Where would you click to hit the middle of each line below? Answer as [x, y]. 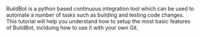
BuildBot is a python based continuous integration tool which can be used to [100, 9]
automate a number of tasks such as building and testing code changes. [95, 15]
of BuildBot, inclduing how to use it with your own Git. [72, 27]
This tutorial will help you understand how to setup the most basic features [98, 21]
